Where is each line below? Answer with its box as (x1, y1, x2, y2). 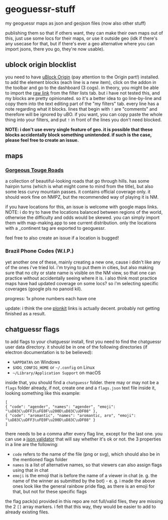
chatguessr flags (5, 325, 60, 334)
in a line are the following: (5, 441, 59, 447)
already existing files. (5, 509, 49, 515)
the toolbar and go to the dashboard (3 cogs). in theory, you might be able (5, 84, 159, 91)
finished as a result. (5, 310, 46, 316)
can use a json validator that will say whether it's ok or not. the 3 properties (5, 436, 161, 442)
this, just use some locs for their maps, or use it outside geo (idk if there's (5, 35, 157, 41)
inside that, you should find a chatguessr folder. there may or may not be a (5, 379, 159, 385)
